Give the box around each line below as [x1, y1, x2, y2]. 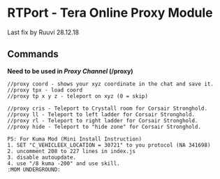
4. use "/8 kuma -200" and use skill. [7, 159, 120, 167]
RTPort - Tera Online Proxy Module [7, 5, 213, 21]
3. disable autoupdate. [7, 154, 77, 161]
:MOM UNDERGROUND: [7, 166, 61, 173]
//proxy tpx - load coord [7, 86, 82, 94]
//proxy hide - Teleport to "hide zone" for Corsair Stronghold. [7, 123, 201, 130]
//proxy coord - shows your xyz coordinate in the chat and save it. [7, 80, 214, 87]
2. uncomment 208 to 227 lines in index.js [7, 148, 136, 155]
